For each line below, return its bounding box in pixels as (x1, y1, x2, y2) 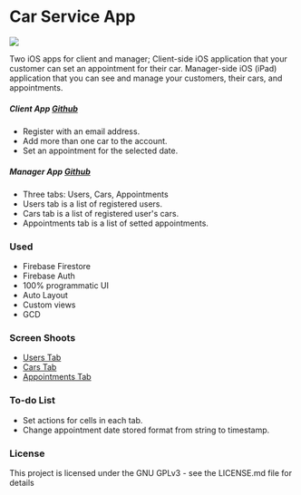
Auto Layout (22, 290, 68, 301)
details (9, 478, 34, 489)
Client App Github (9, 102, 79, 114)
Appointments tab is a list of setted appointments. (22, 218, 209, 228)
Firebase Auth (22, 270, 75, 282)
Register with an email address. (22, 125, 141, 137)
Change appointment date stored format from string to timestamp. (22, 424, 270, 435)
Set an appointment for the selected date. (22, 145, 179, 156)
